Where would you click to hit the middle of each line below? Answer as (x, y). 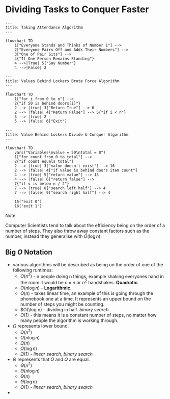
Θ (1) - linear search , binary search (56, 387)
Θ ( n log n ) (30, 371)
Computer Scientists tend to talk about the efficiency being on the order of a (85, 225)
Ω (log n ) (29, 348)
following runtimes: (33, 270)
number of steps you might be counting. (62, 304)
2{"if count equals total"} (44, 161)
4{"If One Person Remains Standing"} (54, 59)
